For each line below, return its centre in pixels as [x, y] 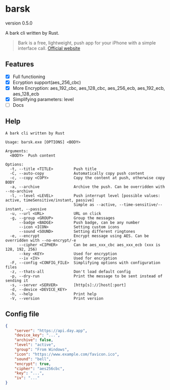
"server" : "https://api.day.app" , [51, 331]
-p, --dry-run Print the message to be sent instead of [86, 276]
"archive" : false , [34, 340]
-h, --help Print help [53, 294]
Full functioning [29, 77]
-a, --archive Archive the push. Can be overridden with [88, 187]
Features [20, 64]
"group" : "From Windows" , [42, 350]
